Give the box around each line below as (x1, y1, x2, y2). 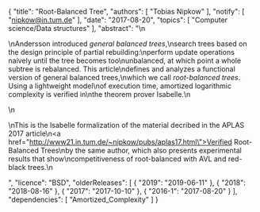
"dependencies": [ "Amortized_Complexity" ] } (8, 195, 159, 204)
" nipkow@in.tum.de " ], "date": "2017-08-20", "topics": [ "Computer (8, 15, 228, 25)
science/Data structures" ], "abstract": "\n (8, 24, 146, 33)
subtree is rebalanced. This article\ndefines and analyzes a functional (8, 64, 235, 74)
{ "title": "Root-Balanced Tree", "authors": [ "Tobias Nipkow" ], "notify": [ (8, 7, 245, 16)
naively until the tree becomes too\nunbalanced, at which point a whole (8, 56, 242, 65)
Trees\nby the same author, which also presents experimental (40, 146, 242, 155)
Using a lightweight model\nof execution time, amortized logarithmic (8, 81, 232, 91)
